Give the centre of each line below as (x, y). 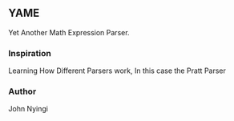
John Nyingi (28, 109)
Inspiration (30, 53)
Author (22, 91)
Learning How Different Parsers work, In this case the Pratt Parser (117, 71)
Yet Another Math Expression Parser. (69, 32)
